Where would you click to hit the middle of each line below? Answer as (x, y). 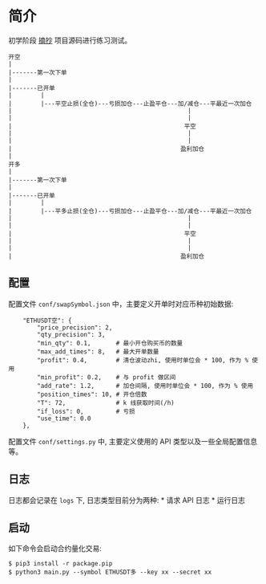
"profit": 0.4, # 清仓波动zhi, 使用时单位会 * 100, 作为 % (143, 360)
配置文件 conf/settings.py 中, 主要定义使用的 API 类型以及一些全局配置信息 (133, 441)
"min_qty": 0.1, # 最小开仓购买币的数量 (110, 343)
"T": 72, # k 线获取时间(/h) (106, 402)
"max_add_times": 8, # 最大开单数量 (98, 351)
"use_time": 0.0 (64, 419)
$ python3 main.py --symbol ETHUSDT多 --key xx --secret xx (110, 572)
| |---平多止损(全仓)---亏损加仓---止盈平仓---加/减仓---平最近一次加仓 (130, 211)
